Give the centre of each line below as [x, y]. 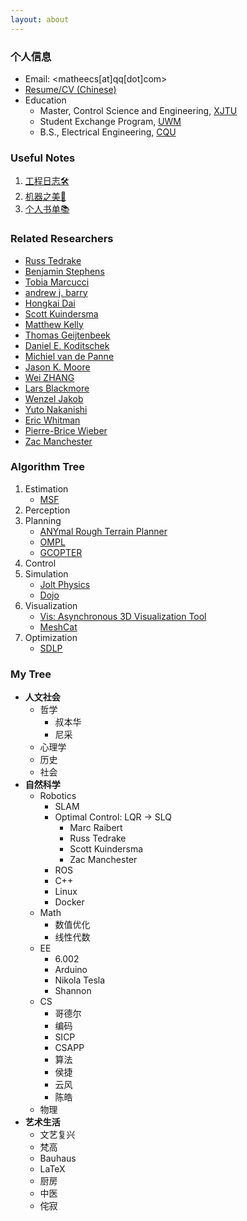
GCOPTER [61, 552]
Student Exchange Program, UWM [110, 121]
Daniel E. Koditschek [67, 345]
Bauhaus [58, 1158]
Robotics [58, 796]
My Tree [31, 674]
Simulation [46, 573]
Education [45, 100]
